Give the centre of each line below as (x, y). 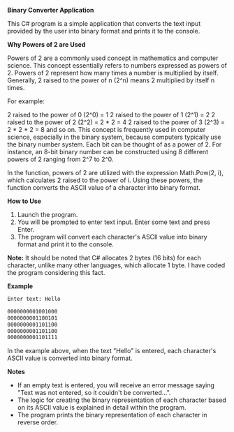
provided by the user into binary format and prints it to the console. (104, 31)
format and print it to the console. (65, 244)
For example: (26, 101)
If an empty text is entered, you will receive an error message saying (116, 385)
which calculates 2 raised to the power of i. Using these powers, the (105, 180)
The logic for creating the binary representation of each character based (122, 400)
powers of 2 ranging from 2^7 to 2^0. (60, 159)
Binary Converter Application (51, 10)
